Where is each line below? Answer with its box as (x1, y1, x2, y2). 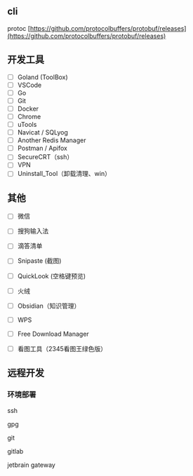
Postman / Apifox (17, 144, 68, 153)
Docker (17, 104, 39, 113)
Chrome (17, 112, 41, 121)
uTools (17, 121, 37, 128)
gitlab (7, 447, 24, 455)
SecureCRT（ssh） (17, 153, 74, 161)
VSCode (17, 81, 42, 89)
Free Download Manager (17, 329, 89, 338)
